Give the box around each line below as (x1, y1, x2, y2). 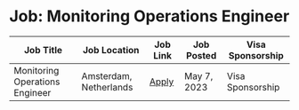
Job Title (23, 43, 63, 56)
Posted (185, 49, 217, 61)
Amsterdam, (81, 69, 133, 82)
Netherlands (81, 81, 133, 93)
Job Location (83, 43, 140, 56)
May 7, (183, 69, 214, 82)
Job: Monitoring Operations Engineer (9, 6, 290, 27)
